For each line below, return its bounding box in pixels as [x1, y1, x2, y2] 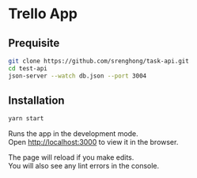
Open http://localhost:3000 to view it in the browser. [8, 138, 179, 147]
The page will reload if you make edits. [8, 153, 134, 162]
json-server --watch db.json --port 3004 [8, 72, 147, 80]
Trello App [8, 5, 78, 23]
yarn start [8, 115, 44, 123]
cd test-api [8, 64, 47, 72]
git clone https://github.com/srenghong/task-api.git [8, 57, 190, 65]
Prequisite [8, 36, 60, 50]
